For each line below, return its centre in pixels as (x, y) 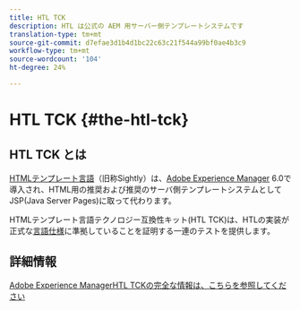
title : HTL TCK (38, 17)
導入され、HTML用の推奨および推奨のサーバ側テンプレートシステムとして (146, 189)
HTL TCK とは (48, 155)
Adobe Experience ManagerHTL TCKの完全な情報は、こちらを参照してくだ (148, 285)
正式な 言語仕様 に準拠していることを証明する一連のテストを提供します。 (142, 230)
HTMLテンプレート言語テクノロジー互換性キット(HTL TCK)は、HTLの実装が (149, 220)
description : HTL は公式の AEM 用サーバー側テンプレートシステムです (127, 26)
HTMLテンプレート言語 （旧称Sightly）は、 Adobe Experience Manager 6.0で (150, 178)
